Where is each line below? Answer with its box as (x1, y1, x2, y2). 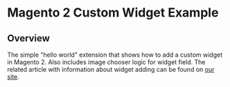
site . (7, 72, 19, 81)
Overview (7, 32, 51, 44)
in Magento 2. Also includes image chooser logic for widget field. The (7, 58, 206, 66)
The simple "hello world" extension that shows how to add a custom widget (7, 50, 223, 59)
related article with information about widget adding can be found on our (7, 66, 215, 73)
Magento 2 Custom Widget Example (7, 5, 219, 21)
